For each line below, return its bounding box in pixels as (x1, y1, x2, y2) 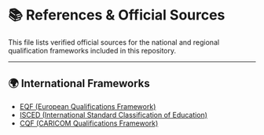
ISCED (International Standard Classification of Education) (19, 110, 208, 119)
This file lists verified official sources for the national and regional (8, 37, 220, 47)
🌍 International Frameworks (8, 77, 151, 90)
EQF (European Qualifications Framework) (19, 101, 156, 111)
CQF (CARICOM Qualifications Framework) (19, 119, 159, 128)
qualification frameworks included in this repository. (8, 46, 177, 55)
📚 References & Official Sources (8, 6, 225, 24)
